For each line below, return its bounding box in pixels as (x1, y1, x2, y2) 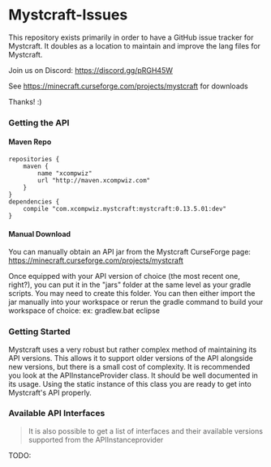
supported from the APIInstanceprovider (28, 435, 164, 444)
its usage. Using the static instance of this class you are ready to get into (8, 379, 252, 388)
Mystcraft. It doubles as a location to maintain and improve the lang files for (8, 41, 261, 50)
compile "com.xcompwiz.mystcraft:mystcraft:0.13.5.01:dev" (23, 205, 227, 213)
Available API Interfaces (8, 408, 105, 419)
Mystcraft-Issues (8, 6, 128, 24)
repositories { (8, 156, 60, 164)
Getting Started (8, 326, 71, 337)
